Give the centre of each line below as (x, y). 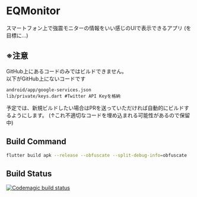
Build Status (29, 174)
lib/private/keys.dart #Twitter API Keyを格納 (63, 96)
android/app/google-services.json (49, 90)
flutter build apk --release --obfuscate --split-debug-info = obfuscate (96, 155)
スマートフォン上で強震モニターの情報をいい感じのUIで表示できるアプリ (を (99, 28)
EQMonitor (33, 11)
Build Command (36, 142)
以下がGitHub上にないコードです (46, 79)
